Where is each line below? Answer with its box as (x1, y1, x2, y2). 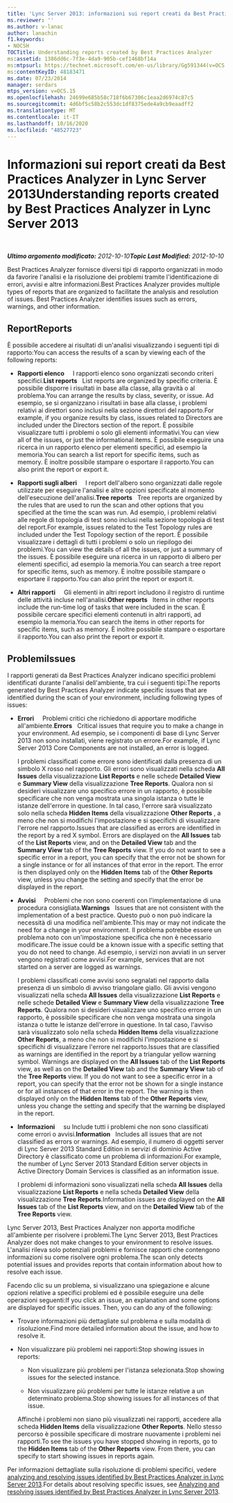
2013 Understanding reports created (7, 186, 220, 202)
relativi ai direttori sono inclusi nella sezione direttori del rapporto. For (17, 406, 214, 414)
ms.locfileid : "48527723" (7, 127, 82, 133)
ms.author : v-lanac (7, 23, 64, 30)
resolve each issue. (7, 1267, 63, 1276)
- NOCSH (7, 42, 30, 49)
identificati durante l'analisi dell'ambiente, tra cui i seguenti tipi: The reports (7, 679, 221, 687)
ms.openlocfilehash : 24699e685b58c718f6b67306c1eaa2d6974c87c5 (7, 95, 194, 101)
